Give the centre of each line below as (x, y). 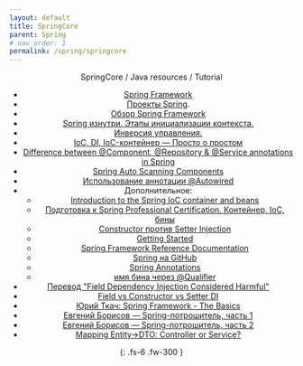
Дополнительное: (158, 191)
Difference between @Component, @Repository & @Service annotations (158, 152)
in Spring (158, 162)
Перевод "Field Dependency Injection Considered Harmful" (158, 286)
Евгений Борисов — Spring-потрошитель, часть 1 (158, 315)
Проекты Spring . (158, 104)
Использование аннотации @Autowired (158, 181)
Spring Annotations (165, 267)
